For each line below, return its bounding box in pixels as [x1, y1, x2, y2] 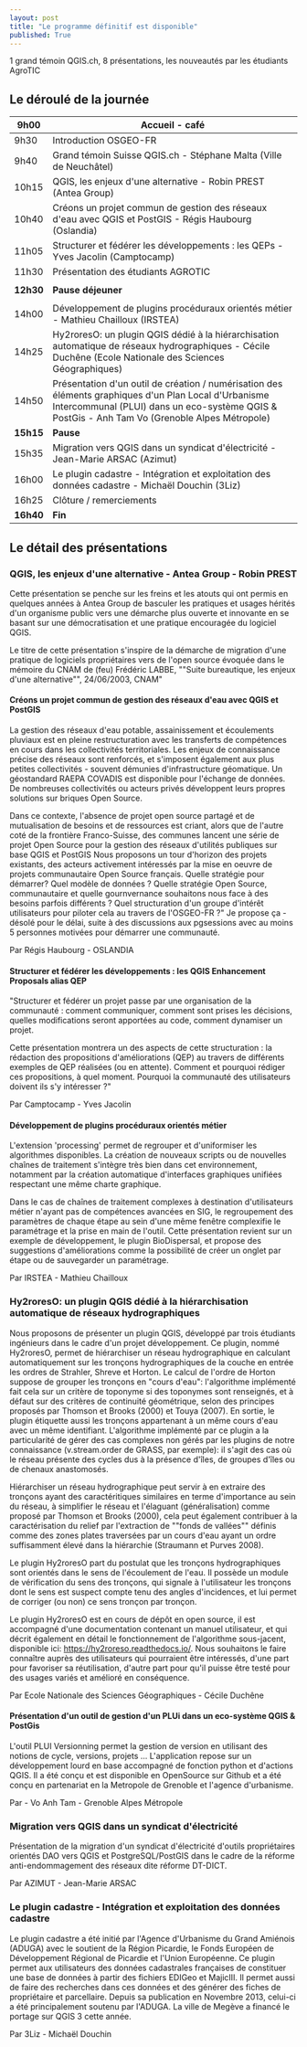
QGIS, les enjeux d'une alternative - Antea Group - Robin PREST [9, 567, 298, 580]
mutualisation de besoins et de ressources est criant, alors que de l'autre [9, 820, 284, 832]
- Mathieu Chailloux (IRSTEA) [52, 313, 180, 326]
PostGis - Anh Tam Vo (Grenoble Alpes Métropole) [52, 412, 271, 425]
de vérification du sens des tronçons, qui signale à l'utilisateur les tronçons [9, 1576, 291, 1587]
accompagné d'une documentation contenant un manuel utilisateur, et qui [9, 1623, 288, 1634]
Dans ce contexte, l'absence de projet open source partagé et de [9, 811, 256, 822]
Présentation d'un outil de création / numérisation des [52, 377, 283, 390]
